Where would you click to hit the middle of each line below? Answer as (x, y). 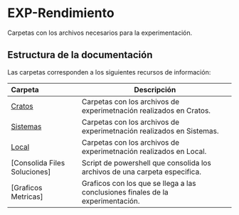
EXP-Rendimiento (61, 13)
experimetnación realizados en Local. (144, 151)
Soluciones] (31, 172)
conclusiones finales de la (125, 192)
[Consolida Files (38, 162)
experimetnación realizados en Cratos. (146, 110)
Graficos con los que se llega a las (139, 183)
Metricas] (27, 197)
